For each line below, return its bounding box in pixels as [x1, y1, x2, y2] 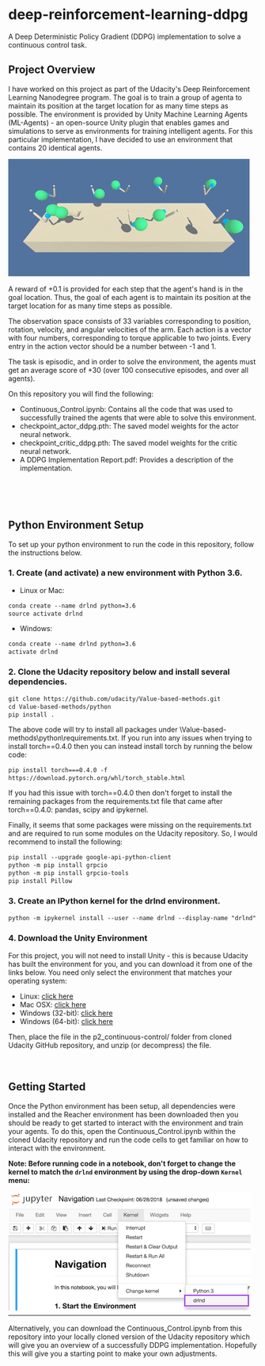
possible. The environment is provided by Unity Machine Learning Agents [8, 109, 248, 119]
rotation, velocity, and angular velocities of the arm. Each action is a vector [8, 325, 252, 334]
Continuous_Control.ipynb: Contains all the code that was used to [19, 404, 233, 413]
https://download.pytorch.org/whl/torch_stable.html [8, 774, 186, 782]
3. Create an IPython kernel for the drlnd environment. [8, 896, 221, 907]
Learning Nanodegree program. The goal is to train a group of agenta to [8, 93, 243, 102]
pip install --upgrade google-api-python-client [8, 854, 172, 862]
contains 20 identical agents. [8, 143, 103, 152]
